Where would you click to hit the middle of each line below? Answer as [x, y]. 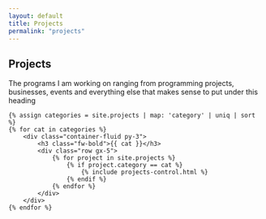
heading [22, 101]
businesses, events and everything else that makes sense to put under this [133, 92]
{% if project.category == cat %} [124, 165]
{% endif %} [86, 179]
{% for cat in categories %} [58, 130]
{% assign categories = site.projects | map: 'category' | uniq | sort [132, 116]
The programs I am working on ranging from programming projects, [121, 84]
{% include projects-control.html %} [144, 172]
